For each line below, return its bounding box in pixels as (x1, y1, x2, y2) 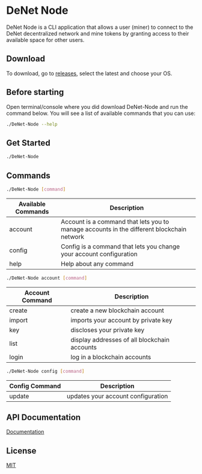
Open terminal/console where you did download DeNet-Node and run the (6, 103, 188, 110)
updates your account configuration (67, 392, 168, 400)
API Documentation (6, 412, 81, 422)
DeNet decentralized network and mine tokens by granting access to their (6, 29, 189, 37)
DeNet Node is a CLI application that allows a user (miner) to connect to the (6, 23, 194, 31)
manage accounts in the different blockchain (61, 225, 187, 233)
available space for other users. (6, 36, 85, 43)
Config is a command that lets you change (61, 242, 180, 250)
